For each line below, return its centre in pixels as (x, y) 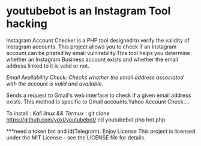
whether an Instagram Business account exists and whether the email (92, 59)
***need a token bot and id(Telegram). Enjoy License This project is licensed (101, 131)
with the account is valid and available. (55, 83)
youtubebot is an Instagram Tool (88, 11)
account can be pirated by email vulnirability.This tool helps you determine (98, 53)
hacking (27, 24)
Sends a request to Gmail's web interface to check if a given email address (99, 95)
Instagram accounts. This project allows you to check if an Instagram (91, 47)
